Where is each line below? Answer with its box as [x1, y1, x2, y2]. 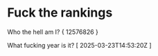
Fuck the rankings [7, 5, 113, 21]
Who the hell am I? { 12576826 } [7, 28, 99, 36]
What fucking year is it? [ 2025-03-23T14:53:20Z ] [7, 41, 152, 49]
